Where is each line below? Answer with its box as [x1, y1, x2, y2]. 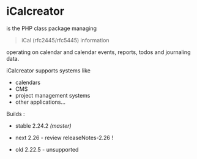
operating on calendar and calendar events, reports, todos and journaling [6, 48, 191, 56]
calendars [15, 79, 41, 86]
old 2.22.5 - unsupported [15, 145, 79, 153]
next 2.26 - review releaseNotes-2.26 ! [15, 134, 113, 141]
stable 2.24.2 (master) [15, 122, 72, 130]
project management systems [15, 91, 91, 99]
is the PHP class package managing [6, 25, 97, 32]
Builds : [6, 110, 26, 117]
